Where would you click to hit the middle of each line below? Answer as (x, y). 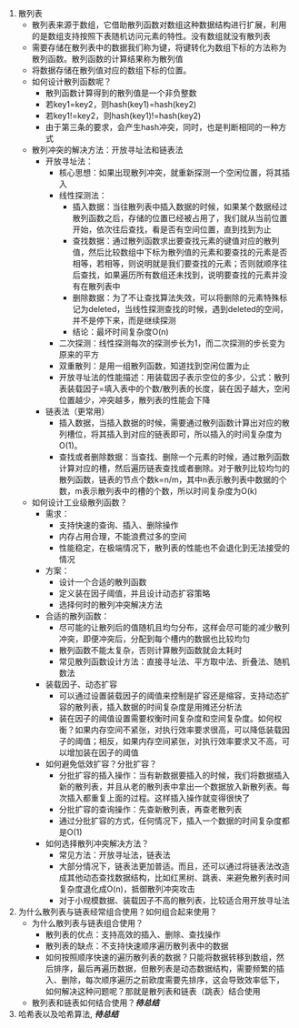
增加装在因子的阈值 (103, 752)
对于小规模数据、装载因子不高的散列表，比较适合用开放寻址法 (174, 900)
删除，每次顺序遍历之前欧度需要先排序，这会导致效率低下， (173, 980)
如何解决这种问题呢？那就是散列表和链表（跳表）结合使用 (153, 991)
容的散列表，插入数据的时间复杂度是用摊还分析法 (150, 707)
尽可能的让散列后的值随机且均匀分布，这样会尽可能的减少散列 (174, 627)
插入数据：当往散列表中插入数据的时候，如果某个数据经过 (180, 207)
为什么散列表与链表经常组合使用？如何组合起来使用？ (118, 912)
